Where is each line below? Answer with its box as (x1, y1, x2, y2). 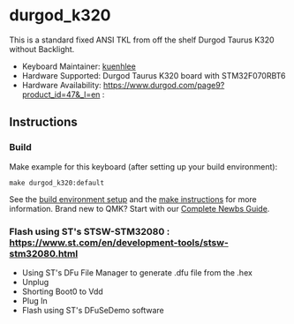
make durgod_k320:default (9, 178, 104, 187)
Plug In (21, 295, 48, 305)
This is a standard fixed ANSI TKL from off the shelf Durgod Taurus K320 (9, 34, 275, 45)
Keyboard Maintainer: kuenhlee (21, 61, 137, 72)
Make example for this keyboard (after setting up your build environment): (9, 161, 278, 172)
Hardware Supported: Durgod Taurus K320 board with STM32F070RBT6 (21, 70, 286, 80)
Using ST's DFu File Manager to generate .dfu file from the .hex (21, 267, 253, 278)
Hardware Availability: (21, 79, 102, 90)
